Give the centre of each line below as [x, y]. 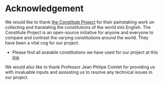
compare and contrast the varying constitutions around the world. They [77, 38]
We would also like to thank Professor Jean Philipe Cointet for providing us [80, 67]
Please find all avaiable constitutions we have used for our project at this [85, 52]
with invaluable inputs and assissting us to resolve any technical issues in [79, 72]
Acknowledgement [44, 9]
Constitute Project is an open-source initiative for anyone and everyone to [79, 32]
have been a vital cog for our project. [42, 42]
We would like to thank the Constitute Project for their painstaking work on [80, 22]
